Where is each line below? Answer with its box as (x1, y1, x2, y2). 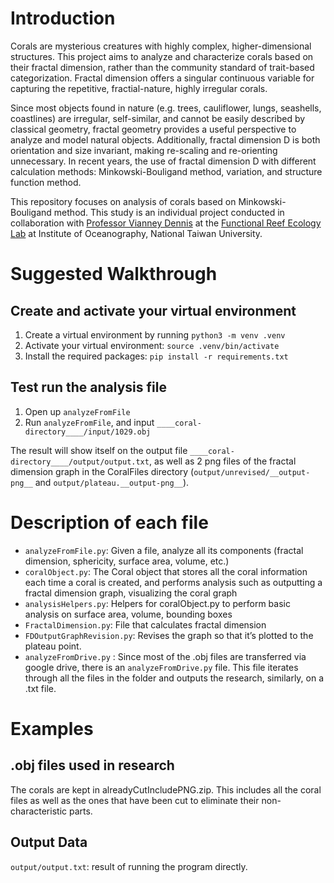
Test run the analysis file (10, 379, 167, 396)
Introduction (10, 7, 116, 30)
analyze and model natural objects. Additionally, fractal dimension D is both (10, 133, 321, 146)
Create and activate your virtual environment (10, 302, 297, 319)
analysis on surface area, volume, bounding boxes (24, 608, 233, 620)
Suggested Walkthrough (10, 263, 218, 286)
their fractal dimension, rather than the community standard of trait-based (10, 61, 315, 73)
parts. (68, 805, 93, 817)
